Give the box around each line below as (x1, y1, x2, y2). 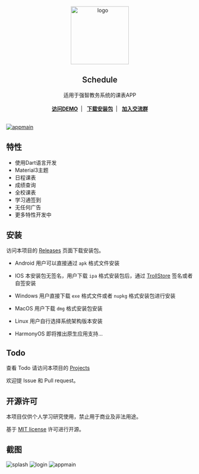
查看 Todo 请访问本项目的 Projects (6, 365, 90, 372)
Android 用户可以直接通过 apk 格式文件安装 (14, 259, 120, 267)
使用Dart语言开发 (14, 159, 57, 166)
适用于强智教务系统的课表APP (63, 91, 137, 98)
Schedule (82, 75, 118, 85)
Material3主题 (14, 167, 49, 174)
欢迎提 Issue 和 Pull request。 (6, 377, 79, 384)
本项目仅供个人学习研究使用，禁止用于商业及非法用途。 (6, 413, 141, 420)
